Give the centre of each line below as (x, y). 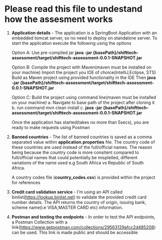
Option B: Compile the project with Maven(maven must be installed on (81, 67)
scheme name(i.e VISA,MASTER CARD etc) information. (67, 207)
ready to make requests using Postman (51, 127)
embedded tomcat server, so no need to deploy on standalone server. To (84, 38)
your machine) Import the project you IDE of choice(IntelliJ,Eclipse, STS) (84, 72)
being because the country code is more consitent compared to (75, 152)
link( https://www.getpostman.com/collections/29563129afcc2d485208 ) (83, 227)
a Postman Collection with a (39, 222)
